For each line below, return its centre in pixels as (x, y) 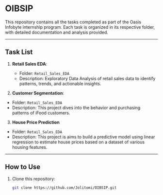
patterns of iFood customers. (41, 113)
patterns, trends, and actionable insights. (60, 84)
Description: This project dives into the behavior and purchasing (76, 107)
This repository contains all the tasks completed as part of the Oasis (73, 22)
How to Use (23, 167)
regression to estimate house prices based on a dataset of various (78, 142)
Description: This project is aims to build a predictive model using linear (83, 137)
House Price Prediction (36, 122)
